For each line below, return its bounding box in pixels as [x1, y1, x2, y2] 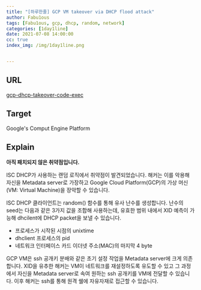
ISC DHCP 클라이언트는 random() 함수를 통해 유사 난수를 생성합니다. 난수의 [6, 199, 184, 206]
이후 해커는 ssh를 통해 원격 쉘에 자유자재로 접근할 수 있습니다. [14, 277, 159, 285]
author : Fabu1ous [6, 14, 50, 20]
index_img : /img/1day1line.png [6, 43, 85, 49]
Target [6, 109, 32, 119]
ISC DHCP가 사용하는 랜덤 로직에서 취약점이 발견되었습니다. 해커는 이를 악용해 [6, 171, 190, 179]
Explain [6, 142, 35, 152]
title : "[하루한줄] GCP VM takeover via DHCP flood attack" [6, 8, 155, 15]
